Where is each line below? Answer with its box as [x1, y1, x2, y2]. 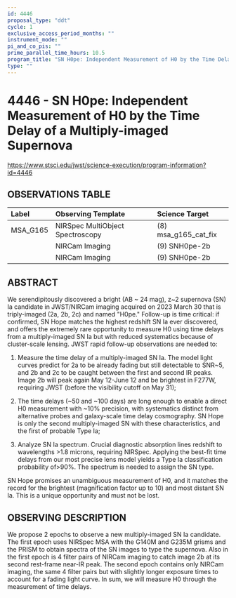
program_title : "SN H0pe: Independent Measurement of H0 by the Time [7, 56, 216, 63]
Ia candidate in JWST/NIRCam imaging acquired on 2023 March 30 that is [7, 303, 221, 311]
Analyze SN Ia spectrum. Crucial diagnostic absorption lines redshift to [17, 440, 223, 449]
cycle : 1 [7, 23, 33, 30]
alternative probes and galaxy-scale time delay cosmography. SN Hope [17, 412, 224, 420]
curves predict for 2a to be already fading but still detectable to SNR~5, [17, 361, 225, 369]
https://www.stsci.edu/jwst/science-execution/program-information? [7, 161, 206, 169]
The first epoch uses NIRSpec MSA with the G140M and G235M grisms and [7, 538, 226, 546]
